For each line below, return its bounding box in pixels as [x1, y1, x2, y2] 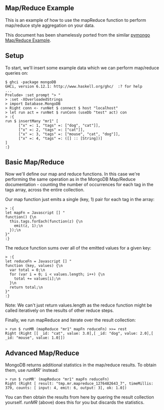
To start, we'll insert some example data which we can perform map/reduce [5, 64, 160, 71]
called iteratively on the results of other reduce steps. [5, 307, 114, 313]
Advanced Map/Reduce [5, 349, 80, 357]
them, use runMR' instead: [5, 367, 59, 373]
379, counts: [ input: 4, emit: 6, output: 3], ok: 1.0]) [5, 386, 127, 391]
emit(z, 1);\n [14, 223, 43, 228]
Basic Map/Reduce [5, 158, 65, 166]
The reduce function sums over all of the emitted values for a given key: [5, 245, 152, 251]
